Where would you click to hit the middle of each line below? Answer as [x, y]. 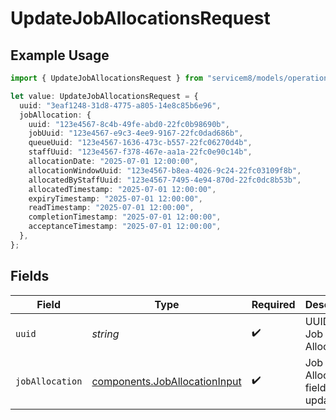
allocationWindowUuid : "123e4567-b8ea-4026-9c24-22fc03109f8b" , [165, 170]
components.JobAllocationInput [166, 381]
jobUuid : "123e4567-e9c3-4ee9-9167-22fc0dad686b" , [136, 133]
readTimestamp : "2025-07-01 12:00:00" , [111, 208]
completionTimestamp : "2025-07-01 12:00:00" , [125, 217]
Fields [30, 276]
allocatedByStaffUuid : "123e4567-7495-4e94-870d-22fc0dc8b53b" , [165, 180]
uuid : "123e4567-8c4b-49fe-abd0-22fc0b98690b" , [129, 124]
